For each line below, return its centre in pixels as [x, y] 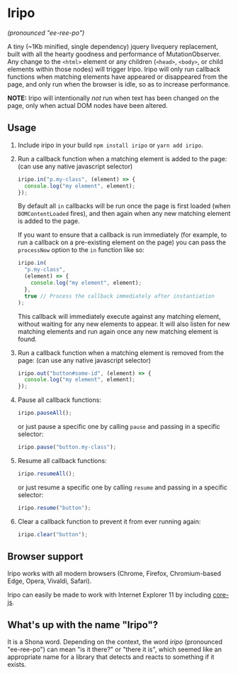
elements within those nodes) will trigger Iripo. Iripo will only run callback [114, 69]
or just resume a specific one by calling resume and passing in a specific [123, 487]
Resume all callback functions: [62, 460]
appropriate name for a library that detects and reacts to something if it [111, 657]
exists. [17, 665]
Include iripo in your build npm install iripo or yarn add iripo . [110, 145]
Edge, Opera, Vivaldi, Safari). [50, 581]
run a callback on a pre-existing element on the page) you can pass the [122, 242]
